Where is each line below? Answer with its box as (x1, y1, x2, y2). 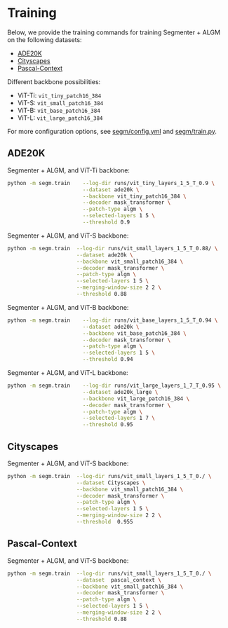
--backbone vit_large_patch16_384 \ (82, 395, 190, 402)
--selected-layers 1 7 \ (82, 415, 156, 422)
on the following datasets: (7, 35, 82, 43)
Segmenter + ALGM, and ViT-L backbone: (7, 369, 128, 376)
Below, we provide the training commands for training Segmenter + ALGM (7, 28, 221, 36)
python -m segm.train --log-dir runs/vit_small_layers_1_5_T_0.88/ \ (7, 245, 218, 252)
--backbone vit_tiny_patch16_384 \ (82, 193, 187, 200)
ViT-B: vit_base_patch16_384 (17, 106, 100, 114)
